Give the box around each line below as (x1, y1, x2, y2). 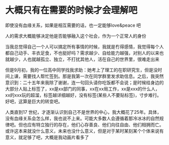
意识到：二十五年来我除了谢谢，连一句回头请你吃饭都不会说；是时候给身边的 (5, 79, 164, 86)
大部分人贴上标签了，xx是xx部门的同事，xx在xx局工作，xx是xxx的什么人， (5, 86, 160, 92)
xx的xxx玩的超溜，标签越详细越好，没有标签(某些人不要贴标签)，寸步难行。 (5, 92, 162, 98)
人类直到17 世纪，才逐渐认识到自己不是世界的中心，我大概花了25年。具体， (5, 109, 162, 115)
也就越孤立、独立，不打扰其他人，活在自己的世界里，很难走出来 (27, 56, 159, 62)
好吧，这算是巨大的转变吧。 (5, 98, 63, 104)
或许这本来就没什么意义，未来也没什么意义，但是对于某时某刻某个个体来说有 (5, 128, 164, 134)
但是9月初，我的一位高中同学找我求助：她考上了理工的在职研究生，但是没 (5, 66, 158, 73)
